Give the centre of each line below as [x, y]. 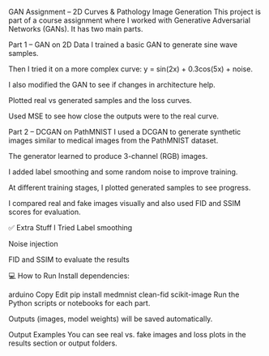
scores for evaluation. [45, 212]
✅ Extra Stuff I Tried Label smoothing [70, 227]
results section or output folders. [63, 343]
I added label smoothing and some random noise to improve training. [123, 172]
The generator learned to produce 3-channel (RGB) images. [108, 156]
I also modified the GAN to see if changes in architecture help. [112, 85]
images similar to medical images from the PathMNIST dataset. [113, 140]
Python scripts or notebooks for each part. [79, 303]
